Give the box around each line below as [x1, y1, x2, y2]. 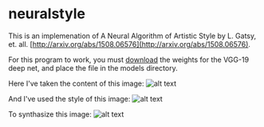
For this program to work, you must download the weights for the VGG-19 [8, 55, 250, 64]
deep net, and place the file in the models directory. [8, 63, 178, 72]
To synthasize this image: [8, 109, 92, 119]
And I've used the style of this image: [8, 94, 131, 103]
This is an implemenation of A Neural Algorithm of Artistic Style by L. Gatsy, [8, 31, 257, 40]
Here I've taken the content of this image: [8, 79, 145, 88]
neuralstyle [8, 5, 86, 23]
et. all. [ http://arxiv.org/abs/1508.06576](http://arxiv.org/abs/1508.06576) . [8, 39, 251, 48]
